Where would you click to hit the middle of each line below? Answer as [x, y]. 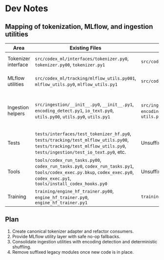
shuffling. [22, 247]
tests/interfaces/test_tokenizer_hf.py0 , [83, 134]
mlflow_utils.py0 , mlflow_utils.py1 [76, 84]
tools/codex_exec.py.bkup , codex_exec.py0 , [84, 172]
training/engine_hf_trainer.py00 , [74, 191]
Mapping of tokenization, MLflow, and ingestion [79, 27]
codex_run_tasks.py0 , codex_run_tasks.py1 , [84, 166]
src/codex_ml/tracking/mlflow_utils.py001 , [86, 78]
